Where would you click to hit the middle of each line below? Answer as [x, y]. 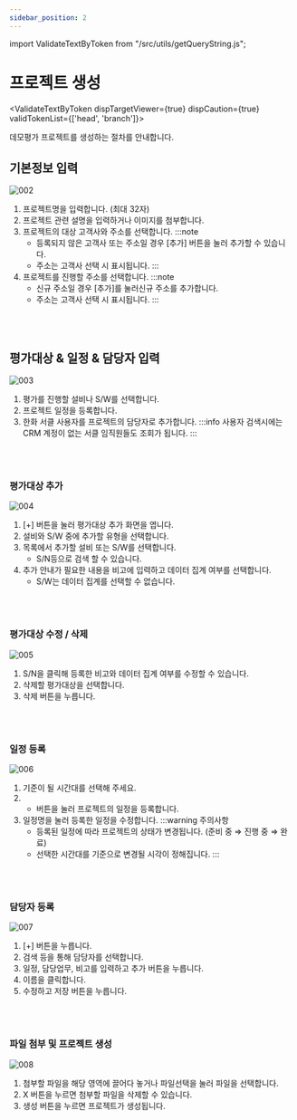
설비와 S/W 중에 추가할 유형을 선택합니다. [96, 536]
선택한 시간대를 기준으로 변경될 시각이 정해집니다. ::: [128, 854]
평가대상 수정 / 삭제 [49, 635]
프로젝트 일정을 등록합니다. [70, 411]
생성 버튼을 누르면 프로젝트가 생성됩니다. [94, 1106]
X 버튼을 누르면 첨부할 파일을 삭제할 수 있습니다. [107, 1094]
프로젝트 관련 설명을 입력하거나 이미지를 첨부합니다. [113, 220]
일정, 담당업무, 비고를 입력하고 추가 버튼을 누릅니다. [113, 969]
